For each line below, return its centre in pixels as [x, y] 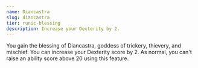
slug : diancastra [28, 17]
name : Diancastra [28, 12]
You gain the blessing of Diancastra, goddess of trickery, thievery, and [94, 46]
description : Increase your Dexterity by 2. [63, 29]
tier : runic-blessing [34, 23]
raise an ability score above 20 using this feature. [68, 58]
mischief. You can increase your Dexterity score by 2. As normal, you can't [99, 52]
